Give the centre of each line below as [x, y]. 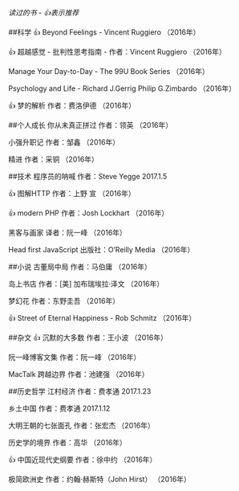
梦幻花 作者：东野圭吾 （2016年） [64, 301]
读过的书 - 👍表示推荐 [44, 12]
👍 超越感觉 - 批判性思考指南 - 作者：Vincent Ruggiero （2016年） [117, 52]
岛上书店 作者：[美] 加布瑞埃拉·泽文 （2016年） [86, 284]
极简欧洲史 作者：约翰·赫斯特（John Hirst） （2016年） [99, 479]
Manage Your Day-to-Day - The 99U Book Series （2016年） [109, 71]
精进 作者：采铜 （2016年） [53, 159]
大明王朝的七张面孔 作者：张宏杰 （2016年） [81, 426]
